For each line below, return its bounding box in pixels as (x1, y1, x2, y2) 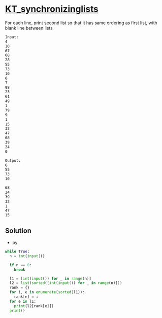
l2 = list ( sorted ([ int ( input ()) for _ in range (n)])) (9, 281, 122, 285)
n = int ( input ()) (9, 253, 45, 258)
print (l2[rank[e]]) (14, 303, 54, 309)
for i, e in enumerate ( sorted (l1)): (9, 290, 85, 295)
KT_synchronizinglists (5, 3, 98, 15)
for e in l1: (9, 299, 36, 304)
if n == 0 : (9, 262, 32, 267)
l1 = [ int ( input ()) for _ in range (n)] (9, 276, 92, 281)
